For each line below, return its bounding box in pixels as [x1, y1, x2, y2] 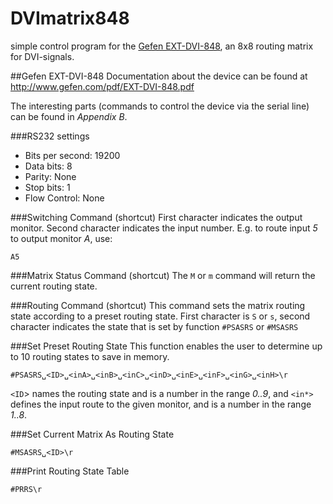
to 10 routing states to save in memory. [10, 350, 170, 362]
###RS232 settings [10, 130, 90, 142]
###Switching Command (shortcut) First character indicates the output [10, 211, 303, 223]
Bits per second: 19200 [24, 149, 121, 161]
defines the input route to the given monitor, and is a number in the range [10, 398, 312, 410]
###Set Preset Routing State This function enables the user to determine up [10, 340, 323, 352]
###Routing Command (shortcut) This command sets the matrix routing [10, 299, 306, 311]
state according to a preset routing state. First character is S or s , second [10, 310, 311, 322]
